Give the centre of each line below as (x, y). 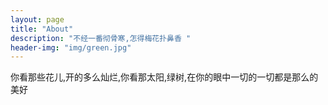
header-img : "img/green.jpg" (71, 47)
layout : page (37, 19)
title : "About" (42, 29)
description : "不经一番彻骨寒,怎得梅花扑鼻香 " (101, 38)
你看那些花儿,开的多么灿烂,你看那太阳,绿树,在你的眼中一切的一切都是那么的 (164, 77)
